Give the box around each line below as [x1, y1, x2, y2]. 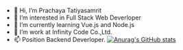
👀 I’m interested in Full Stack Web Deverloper [13, 14, 142, 22]
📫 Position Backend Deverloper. [13, 36, 106, 43]
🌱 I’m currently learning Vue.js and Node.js [13, 21, 135, 28]
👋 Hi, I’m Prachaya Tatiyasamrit [13, 7, 102, 14]
